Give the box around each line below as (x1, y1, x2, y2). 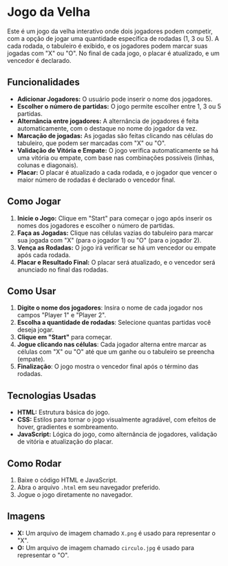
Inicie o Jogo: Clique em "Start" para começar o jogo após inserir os (17, 214, 212, 222)
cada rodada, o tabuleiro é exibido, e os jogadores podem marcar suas (7, 41, 208, 50)
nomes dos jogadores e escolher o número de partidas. (17, 221, 175, 229)
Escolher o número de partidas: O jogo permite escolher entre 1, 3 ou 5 (17, 102, 222, 111)
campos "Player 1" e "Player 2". (17, 311, 107, 319)
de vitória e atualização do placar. (17, 437, 114, 446)
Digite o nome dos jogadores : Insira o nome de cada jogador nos (17, 303, 203, 312)
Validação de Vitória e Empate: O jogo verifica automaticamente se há (17, 146, 219, 154)
